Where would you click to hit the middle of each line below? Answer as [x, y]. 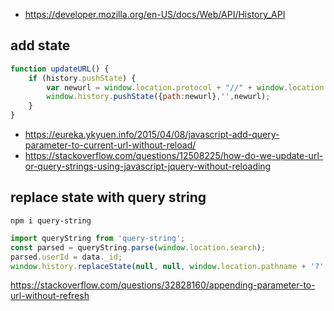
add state [40, 45]
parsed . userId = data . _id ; [66, 257]
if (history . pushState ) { [82, 78]
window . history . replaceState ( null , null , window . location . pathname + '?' [167, 266]
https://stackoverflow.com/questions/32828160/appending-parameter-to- [163, 285]
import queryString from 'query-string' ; [98, 238]
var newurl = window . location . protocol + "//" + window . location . [187, 87]
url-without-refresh [50, 296]
